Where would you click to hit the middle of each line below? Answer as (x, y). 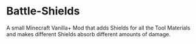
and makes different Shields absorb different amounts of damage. (89, 34)
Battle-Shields (43, 11)
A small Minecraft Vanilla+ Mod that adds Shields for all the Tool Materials (98, 28)
